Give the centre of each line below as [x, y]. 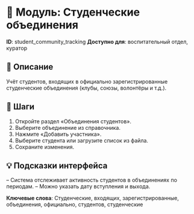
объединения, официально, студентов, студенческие [75, 204]
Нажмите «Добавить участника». [58, 134]
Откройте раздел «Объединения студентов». [73, 121]
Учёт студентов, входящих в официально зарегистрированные [87, 81]
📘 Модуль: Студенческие [73, 12]
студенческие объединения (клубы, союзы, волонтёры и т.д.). [86, 88]
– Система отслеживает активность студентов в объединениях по [92, 180]
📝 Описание [30, 67]
